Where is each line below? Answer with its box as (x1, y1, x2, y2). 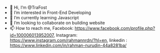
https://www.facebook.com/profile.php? (75, 26, 155, 31)
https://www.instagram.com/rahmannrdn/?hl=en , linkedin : (9, 38, 128, 43)
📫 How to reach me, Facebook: (9, 26, 74, 31)
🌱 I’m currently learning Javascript (9, 15, 79, 20)
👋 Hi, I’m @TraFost (9, 5, 47, 10)
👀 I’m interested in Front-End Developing (9, 10, 91, 15)
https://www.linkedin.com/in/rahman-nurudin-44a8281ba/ (9, 42, 127, 48)
